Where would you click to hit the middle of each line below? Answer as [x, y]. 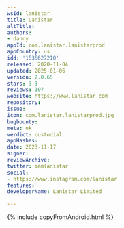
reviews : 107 [26, 90]
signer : [18, 154]
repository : [24, 103]
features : [21, 186]
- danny [18, 39]
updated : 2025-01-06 [36, 71]
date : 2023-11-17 [32, 147]
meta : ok [19, 128]
